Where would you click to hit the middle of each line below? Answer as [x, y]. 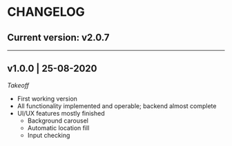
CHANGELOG [46, 12]
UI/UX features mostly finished [61, 113]
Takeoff [18, 85]
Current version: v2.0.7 [58, 38]
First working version [47, 98]
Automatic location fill [58, 127]
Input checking [49, 135]
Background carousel [58, 121]
